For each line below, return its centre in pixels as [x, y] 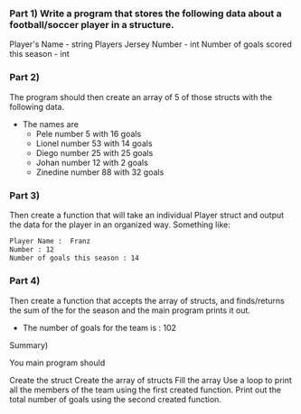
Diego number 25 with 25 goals [94, 152]
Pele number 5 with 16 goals [89, 133]
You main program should [57, 363]
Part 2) [25, 78]
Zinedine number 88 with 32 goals [100, 172]
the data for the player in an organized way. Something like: [120, 225]
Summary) [29, 345]
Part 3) [25, 195]
